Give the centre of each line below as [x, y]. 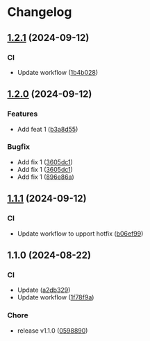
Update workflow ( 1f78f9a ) [56, 297]
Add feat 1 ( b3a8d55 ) [48, 129]
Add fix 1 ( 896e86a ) [45, 177]
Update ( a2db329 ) [44, 290]
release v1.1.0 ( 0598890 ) [52, 331]
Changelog [40, 12]
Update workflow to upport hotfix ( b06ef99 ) [80, 234]
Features [23, 114]
